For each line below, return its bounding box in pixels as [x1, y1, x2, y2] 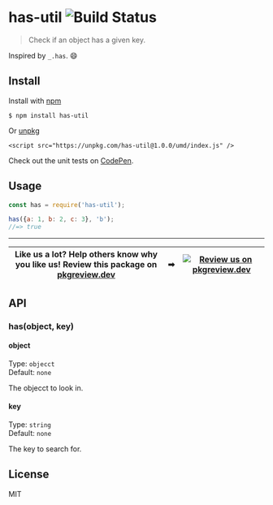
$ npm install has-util [8, 111, 89, 119]
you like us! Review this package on [15, 259, 158, 270]
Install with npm [8, 96, 62, 106]
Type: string [8, 419, 51, 429]
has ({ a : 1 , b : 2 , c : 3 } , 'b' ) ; [8, 215, 115, 223]
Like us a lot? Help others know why [15, 248, 158, 260]
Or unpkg [8, 126, 40, 136]
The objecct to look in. [8, 382, 84, 393]
